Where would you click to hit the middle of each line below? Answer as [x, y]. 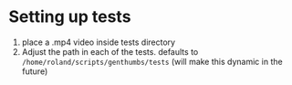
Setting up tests [70, 17]
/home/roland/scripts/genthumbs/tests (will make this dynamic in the [152, 61]
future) [35, 71]
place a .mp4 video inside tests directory [98, 42]
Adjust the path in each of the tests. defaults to [110, 51]
